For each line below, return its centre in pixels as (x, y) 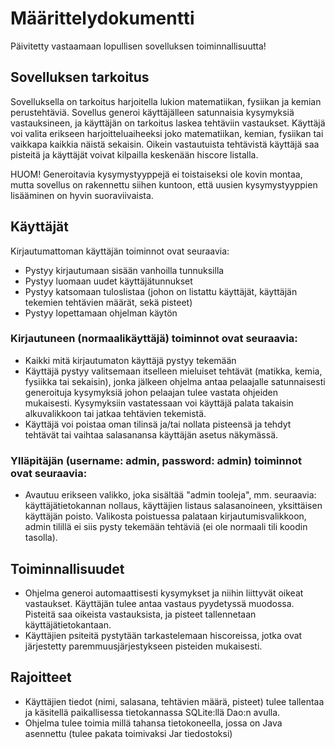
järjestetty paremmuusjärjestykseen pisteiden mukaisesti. (143, 646)
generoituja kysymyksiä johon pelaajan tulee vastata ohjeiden (151, 392)
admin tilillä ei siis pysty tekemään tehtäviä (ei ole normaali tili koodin (166, 527)
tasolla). (41, 538)
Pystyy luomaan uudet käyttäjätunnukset (108, 281)
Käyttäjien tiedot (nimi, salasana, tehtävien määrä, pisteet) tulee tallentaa (174, 701)
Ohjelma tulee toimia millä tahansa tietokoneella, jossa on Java (153, 723)
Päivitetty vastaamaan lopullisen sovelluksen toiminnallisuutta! (138, 46)
